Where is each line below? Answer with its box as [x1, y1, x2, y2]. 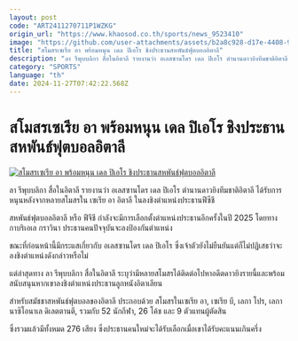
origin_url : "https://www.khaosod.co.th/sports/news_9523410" [9, 29, 244, 38]
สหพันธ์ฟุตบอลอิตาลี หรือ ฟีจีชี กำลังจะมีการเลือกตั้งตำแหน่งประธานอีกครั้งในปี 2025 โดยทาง [9, 212, 278, 223]
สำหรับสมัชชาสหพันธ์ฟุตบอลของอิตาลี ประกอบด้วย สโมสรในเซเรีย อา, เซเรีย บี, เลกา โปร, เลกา [9, 295, 283, 306]
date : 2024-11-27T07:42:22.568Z [9, 79, 129, 88]
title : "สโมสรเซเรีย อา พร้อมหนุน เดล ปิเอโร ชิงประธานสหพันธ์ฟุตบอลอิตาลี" [9, 46, 223, 55]
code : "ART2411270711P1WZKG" [9, 21, 117, 30]
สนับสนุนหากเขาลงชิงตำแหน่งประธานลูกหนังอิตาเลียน [9, 277, 162, 289]
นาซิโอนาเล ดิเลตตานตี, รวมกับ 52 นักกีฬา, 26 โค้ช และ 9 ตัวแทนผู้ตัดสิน [9, 305, 227, 316]
